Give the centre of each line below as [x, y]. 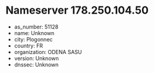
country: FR [28, 46]
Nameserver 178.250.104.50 [77, 10]
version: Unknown [36, 58]
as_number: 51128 [36, 27]
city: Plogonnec [33, 39]
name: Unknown [34, 33]
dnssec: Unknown [36, 64]
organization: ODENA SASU [48, 52]
